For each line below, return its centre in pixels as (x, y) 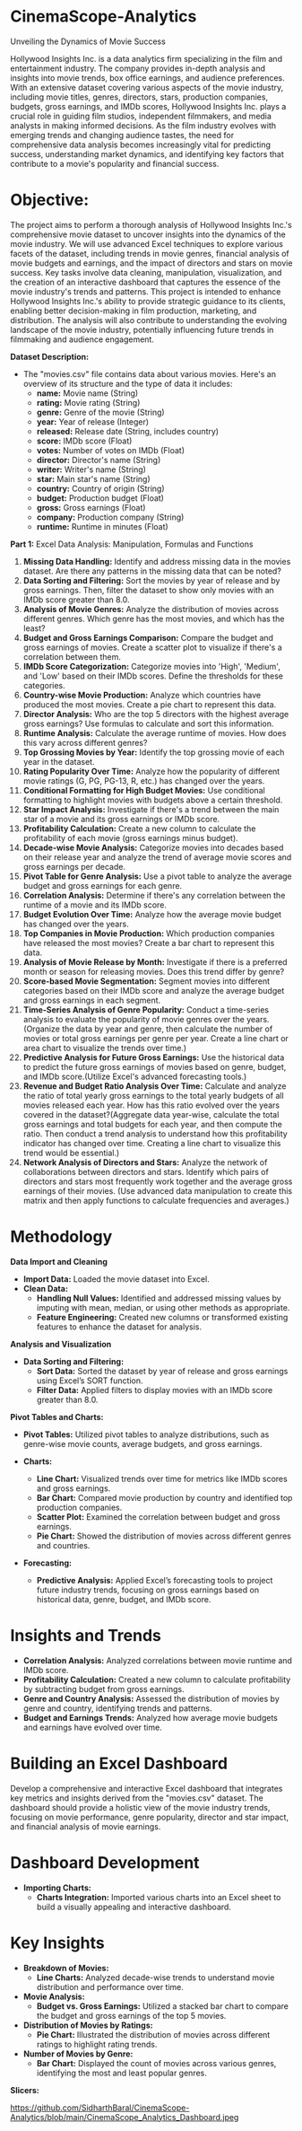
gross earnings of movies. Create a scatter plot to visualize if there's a (153, 647)
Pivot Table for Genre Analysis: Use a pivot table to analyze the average (157, 876)
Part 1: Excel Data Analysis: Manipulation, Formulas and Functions (132, 544)
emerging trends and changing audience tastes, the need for (122, 135)
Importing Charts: (57, 1888)
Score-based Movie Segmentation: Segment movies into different (147, 981)
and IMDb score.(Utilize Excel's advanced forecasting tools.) (135, 1076)
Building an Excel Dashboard (119, 1763)
